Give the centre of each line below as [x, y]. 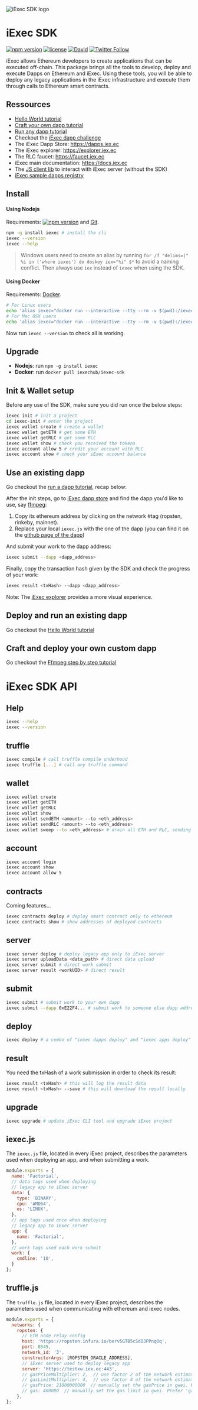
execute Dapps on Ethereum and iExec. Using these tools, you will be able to [99, 73]
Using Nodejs [23, 209]
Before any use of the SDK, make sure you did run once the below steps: [94, 405]
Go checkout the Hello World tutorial [50, 630]
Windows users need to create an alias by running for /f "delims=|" [104, 255]
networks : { [26, 1325]
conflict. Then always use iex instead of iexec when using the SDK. [103, 268]
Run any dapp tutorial [41, 131]
